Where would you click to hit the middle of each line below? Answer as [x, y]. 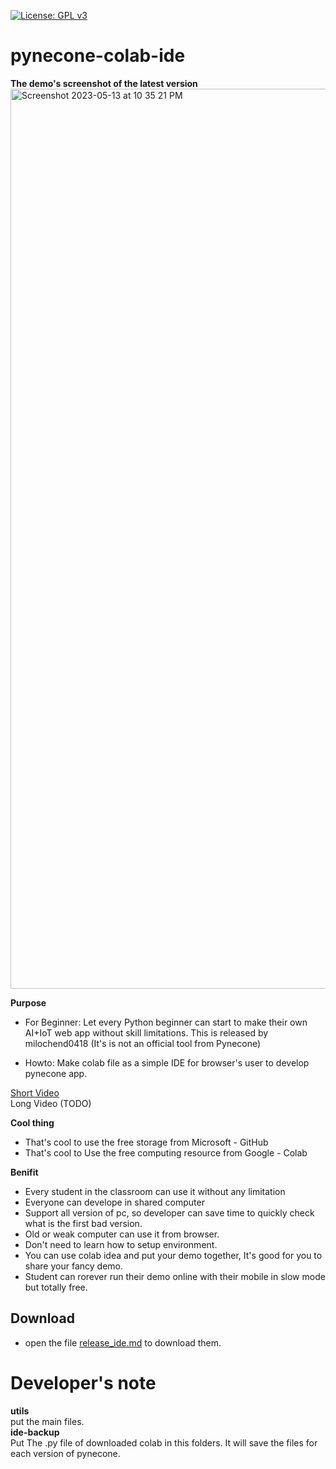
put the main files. [47, 1421]
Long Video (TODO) [51, 1103]
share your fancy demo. [73, 1266]
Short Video [35, 1092]
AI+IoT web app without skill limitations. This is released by [146, 1032]
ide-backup [35, 1432]
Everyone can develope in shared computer [114, 1202]
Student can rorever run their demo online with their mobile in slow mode [175, 1276]
